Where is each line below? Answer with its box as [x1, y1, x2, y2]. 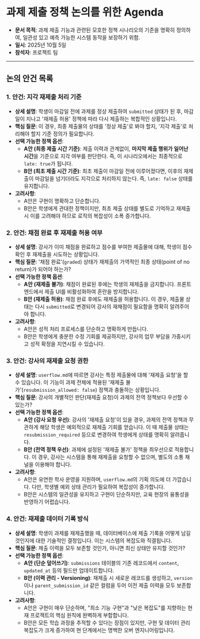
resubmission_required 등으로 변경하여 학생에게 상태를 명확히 [23, 431, 169, 438]
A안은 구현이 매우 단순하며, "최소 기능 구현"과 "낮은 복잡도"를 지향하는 [23, 604, 186, 611]
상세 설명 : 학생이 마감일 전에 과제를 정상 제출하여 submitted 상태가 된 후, [14, 107, 183, 115]
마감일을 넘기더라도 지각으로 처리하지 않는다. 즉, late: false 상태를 [35, 174, 193, 182]
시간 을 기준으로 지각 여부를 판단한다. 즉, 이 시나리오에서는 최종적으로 [23, 152, 183, 159]
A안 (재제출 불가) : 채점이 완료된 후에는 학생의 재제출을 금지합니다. [23, 280, 176, 287]
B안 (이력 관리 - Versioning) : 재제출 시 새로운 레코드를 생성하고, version [23, 574, 193, 581]
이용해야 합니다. [35, 461, 72, 468]
